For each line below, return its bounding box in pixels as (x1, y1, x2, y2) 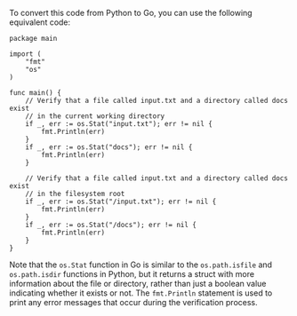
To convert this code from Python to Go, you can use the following (9, 8, 253, 18)
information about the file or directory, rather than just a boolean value (9, 279, 267, 288)
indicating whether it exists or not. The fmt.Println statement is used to (9, 288, 273, 298)
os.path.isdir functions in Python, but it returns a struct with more (9, 269, 255, 279)
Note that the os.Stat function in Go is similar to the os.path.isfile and (9, 259, 273, 270)
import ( (9, 50, 42, 59)
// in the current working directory (25, 112, 165, 121)
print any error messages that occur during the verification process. (9, 297, 258, 307)
